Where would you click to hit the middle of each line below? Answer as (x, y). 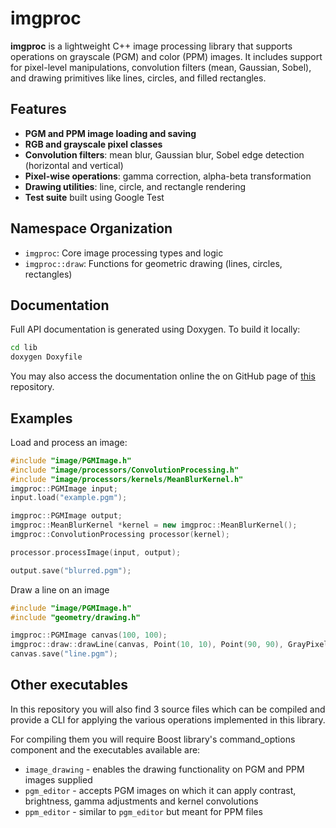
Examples (41, 418)
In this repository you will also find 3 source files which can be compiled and (168, 709)
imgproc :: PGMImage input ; (64, 488)
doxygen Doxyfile (46, 357)
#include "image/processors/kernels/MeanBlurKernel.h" (127, 479)
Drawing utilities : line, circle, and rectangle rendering (135, 186)
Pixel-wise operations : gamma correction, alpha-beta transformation (168, 176)
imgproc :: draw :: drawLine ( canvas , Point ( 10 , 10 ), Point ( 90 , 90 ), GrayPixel (169, 645)
